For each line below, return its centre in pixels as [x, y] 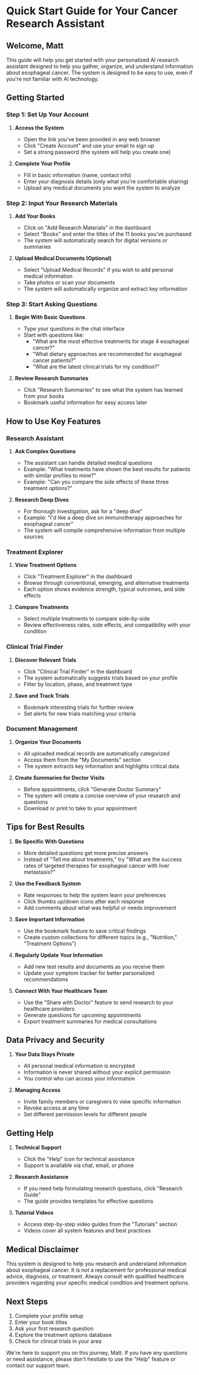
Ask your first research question [54, 1328]
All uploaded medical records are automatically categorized [97, 753]
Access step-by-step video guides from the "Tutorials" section [100, 1224]
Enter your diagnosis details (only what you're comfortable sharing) [106, 181]
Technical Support [38, 1148]
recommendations [46, 979]
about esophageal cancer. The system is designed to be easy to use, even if [99, 72]
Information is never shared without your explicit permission [97, 1072]
